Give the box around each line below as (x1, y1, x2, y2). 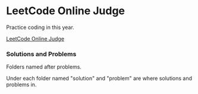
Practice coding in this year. (6, 24, 74, 31)
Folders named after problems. (6, 63, 82, 70)
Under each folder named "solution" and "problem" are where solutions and (6, 75, 192, 82)
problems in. (6, 81, 37, 88)
